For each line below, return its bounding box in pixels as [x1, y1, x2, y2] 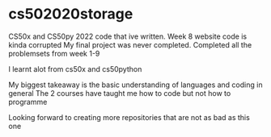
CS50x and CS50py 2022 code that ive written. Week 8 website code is [8, 31, 248, 41]
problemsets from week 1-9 [8, 48, 100, 58]
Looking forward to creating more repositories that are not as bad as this [8, 112, 251, 122]
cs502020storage [8, 5, 133, 23]
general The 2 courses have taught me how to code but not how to [8, 88, 231, 98]
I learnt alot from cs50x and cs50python [8, 64, 142, 73]
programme [8, 97, 48, 106]
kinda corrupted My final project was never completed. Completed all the [8, 39, 252, 49]
